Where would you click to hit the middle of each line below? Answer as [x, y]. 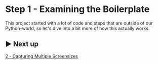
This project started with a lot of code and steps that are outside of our [79, 23]
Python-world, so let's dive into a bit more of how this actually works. [77, 28]
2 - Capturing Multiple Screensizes [42, 56]
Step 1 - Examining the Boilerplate [77, 9]
